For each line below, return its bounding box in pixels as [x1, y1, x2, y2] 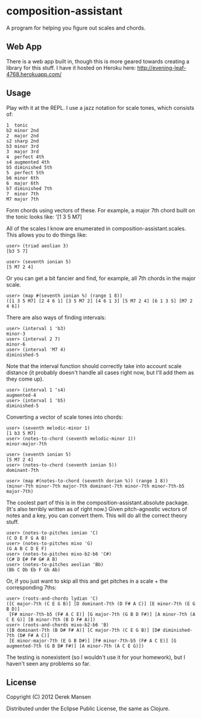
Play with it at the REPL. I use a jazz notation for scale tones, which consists [6, 104, 195, 111]
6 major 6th [6, 180, 39, 186]
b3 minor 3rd [6, 143, 39, 149]
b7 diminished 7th [6, 185, 52, 191]
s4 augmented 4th [6, 159, 50, 165]
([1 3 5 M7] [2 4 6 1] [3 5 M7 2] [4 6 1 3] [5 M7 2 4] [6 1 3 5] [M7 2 [6, 297, 193, 304]
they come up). [6, 375, 44, 383]
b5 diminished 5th [6, 164, 52, 170]
